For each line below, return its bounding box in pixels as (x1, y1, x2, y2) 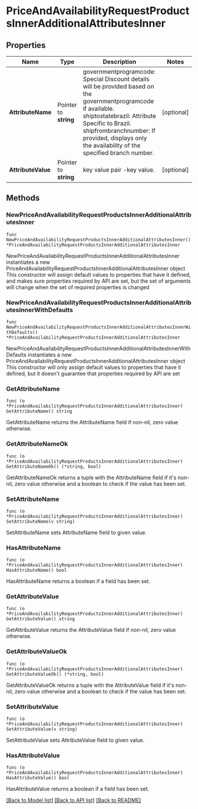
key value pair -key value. (82, 166, 155, 173)
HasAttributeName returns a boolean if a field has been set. (6, 578, 150, 585)
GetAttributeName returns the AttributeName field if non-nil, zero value (6, 419, 179, 426)
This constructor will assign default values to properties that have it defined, (6, 271, 192, 278)
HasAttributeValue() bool (6, 775, 70, 781)
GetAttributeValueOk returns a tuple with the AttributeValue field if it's (6, 682, 175, 689)
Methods (6, 193, 40, 203)
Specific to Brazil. (82, 119, 131, 127)
